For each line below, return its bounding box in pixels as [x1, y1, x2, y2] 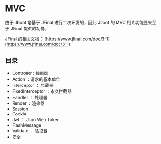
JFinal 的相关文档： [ [5, 36, 47, 42]
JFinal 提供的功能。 [10, 25, 49, 31]
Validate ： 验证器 [12, 128, 48, 133]
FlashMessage [12, 122, 42, 128]
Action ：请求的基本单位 [12, 76, 60, 82]
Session [12, 106, 28, 112]
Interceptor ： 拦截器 [12, 82, 54, 88]
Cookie [12, 111, 27, 116]
